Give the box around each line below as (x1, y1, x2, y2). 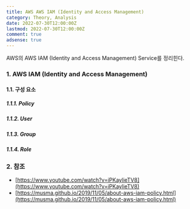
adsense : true (6, 37, 42, 43)
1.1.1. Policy (6, 100, 35, 107)
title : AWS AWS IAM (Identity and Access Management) (6, 8, 145, 15)
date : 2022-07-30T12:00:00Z (6, 20, 77, 26)
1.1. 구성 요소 (6, 85, 36, 93)
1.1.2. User (6, 115, 33, 122)
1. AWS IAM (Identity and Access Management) (6, 70, 148, 78)
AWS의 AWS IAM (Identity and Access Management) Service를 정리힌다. (6, 55, 185, 61)
